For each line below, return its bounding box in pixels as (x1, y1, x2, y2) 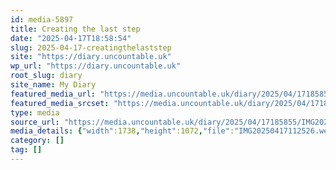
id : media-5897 (10, 14, 74, 25)
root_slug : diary (10, 71, 83, 81)
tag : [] (10, 145, 43, 155)
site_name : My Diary (10, 80, 97, 90)
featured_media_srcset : (10, 98, 110, 108)
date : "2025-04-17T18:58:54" (10, 33, 132, 43)
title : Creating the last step (10, 24, 141, 34)
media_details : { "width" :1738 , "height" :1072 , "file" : (10, 126, 235, 136)
